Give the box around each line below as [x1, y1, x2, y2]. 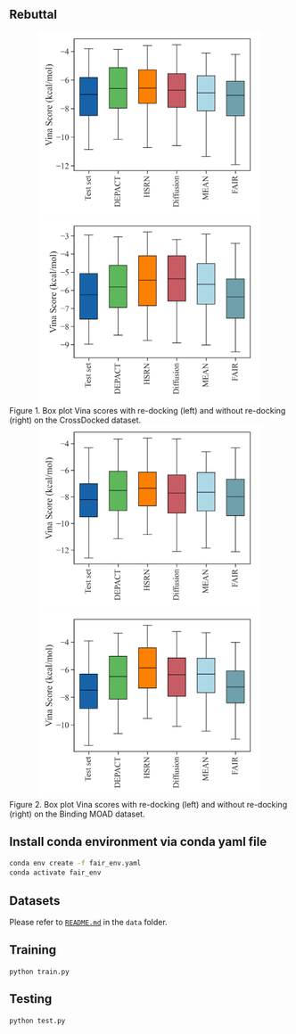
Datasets [9, 893, 61, 908]
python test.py [9, 1016, 66, 1025]
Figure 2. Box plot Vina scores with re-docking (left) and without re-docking [9, 799, 288, 809]
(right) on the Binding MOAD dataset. [9, 808, 145, 819]
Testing [9, 991, 53, 1006]
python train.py [9, 967, 70, 976]
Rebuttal [9, 7, 58, 22]
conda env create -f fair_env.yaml [9, 859, 142, 868]
